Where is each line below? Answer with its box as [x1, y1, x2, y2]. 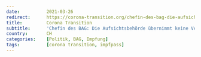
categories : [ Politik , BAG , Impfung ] [6, 36, 109, 42]
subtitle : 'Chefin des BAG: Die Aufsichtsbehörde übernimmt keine [6, 25, 188, 31]
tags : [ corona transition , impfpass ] [6, 42, 124, 48]
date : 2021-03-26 [6, 8, 74, 15]
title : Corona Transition [6, 20, 93, 26]
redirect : [6, 14, 31, 20]
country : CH [6, 31, 52, 37]
